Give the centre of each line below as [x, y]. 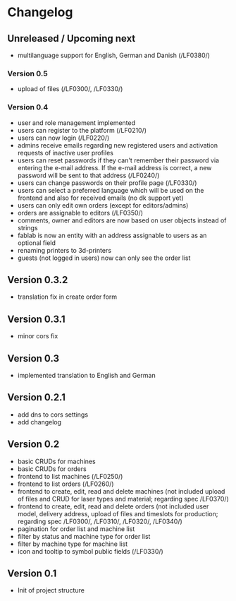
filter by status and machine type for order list [84, 536]
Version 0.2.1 [36, 397]
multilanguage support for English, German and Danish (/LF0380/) [113, 55]
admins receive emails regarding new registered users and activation [118, 145]
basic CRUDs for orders [52, 469]
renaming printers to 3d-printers [64, 250]
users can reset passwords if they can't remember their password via [118, 160]
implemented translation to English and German [87, 376]
